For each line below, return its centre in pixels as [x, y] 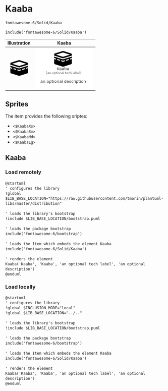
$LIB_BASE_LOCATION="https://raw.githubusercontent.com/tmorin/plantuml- [85, 198]
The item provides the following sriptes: [46, 116]
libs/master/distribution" [34, 203]
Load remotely [23, 172]
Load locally [20, 287]
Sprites [17, 104]
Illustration [19, 43]
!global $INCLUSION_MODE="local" [40, 308]
